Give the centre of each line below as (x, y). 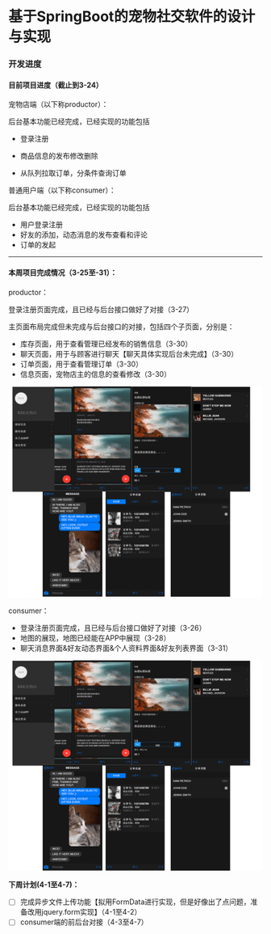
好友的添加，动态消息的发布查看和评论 (83, 235)
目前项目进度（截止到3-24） (56, 85)
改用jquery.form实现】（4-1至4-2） (84, 912)
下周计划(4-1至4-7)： (44, 885)
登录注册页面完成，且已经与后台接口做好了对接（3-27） (101, 309)
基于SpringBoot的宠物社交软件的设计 (132, 17)
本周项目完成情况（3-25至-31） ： (63, 273)
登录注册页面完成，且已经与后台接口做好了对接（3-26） (113, 628)
